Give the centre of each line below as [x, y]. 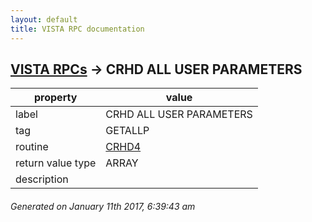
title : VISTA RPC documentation [77, 29]
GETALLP [127, 131]
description [42, 179]
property [56, 98]
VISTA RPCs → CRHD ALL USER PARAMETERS [156, 69]
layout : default [44, 19]
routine [32, 147]
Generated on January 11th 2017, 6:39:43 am [103, 206]
